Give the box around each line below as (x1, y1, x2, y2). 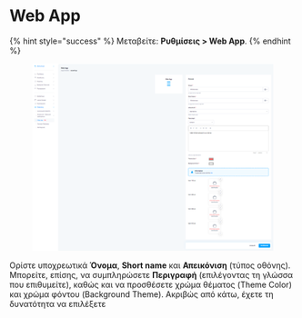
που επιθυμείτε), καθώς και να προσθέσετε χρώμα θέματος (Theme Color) (9, 279, 293, 290)
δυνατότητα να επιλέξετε (9, 298, 106, 309)
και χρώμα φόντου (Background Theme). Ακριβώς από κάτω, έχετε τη (9, 288, 275, 300)
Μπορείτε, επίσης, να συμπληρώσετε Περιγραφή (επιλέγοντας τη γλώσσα (9, 269, 294, 280)
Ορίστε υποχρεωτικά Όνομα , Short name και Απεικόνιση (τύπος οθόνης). (9, 260, 291, 271)
